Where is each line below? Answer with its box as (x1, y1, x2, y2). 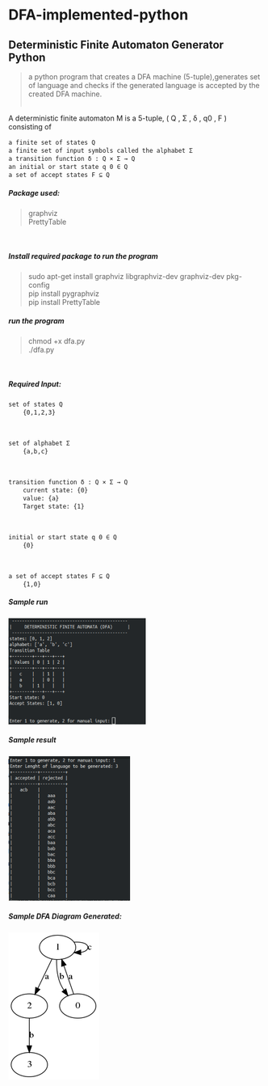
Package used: (8, 188, 61, 197)
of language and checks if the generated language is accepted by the (27, 81, 260, 90)
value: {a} (23, 494, 60, 502)
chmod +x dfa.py (27, 336, 86, 345)
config (27, 280, 50, 289)
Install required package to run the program (8, 251, 159, 260)
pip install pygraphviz (27, 289, 99, 298)
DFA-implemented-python (8, 6, 189, 24)
